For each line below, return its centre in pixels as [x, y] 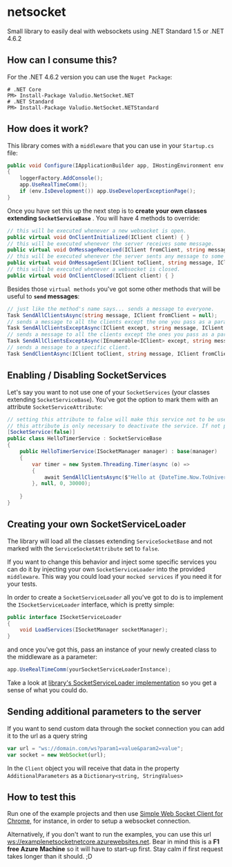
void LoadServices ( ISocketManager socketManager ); [94, 630]
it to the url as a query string [47, 736]
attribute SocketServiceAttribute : [55, 407]
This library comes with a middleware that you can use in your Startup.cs [111, 145]
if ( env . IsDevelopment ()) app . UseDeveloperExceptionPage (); [108, 191]
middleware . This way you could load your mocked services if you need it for [115, 576]
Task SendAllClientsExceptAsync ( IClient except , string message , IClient [116, 328]
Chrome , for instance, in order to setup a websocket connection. [99, 821]
